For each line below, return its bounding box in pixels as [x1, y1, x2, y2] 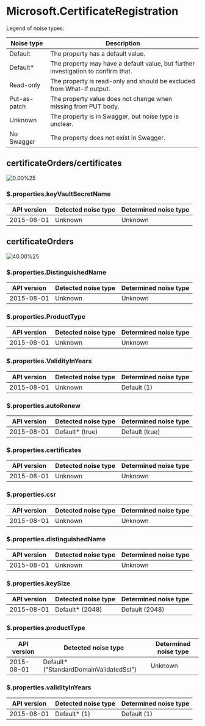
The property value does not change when [49, 94, 173, 103]
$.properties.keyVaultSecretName [6, 190, 111, 198]
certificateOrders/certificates [6, 158, 122, 169]
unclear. [49, 119, 74, 128]
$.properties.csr [6, 491, 57, 499]
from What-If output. [49, 84, 110, 93]
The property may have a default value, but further [49, 59, 195, 68]
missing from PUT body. [49, 102, 120, 111]
